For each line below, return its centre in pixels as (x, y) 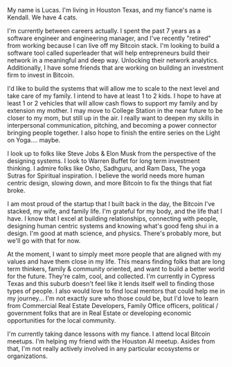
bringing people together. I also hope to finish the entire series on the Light (114, 133)
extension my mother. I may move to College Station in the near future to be (115, 111)
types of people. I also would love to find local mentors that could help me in (116, 291)
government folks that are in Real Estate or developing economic (99, 313)
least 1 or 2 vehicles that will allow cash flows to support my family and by (113, 103)
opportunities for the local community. (62, 321)
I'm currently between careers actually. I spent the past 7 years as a (104, 31)
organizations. (28, 356)
